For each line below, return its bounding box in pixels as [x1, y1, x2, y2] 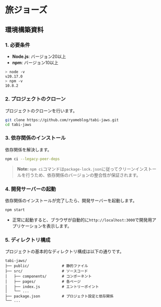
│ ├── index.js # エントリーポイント [5, 284, 99, 289]
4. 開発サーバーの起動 [5, 185, 56, 192]
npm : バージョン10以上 [12, 59, 59, 65]
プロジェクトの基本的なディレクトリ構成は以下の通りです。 [5, 249, 124, 255]
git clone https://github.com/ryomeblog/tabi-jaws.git [5, 117, 119, 123]
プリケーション [12, 223, 42, 229]
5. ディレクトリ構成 [5, 236, 51, 243]
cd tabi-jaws [5, 122, 32, 127]
